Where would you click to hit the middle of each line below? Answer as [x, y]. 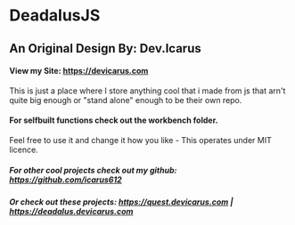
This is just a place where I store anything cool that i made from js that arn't [147, 91]
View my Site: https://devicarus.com [79, 71]
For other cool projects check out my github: [93, 170]
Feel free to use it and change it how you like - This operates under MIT [140, 140]
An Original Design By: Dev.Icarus [106, 48]
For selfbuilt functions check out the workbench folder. [114, 120]
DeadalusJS [55, 16]
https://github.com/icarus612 [66, 180]
